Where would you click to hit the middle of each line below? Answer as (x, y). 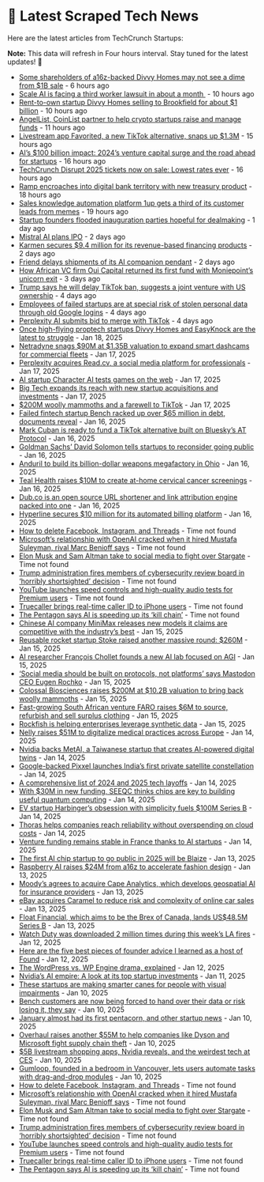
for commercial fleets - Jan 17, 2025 (77, 354)
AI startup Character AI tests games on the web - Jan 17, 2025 (120, 380)
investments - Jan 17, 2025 (62, 396)
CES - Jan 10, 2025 (50, 1059)
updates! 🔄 (25, 62)
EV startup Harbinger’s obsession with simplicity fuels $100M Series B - (136, 808)
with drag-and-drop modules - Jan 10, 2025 (90, 1076)
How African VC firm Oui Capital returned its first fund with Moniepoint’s (136, 270)
